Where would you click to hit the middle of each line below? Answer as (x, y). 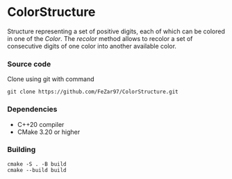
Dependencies (32, 110)
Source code (29, 64)
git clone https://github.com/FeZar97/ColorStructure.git (93, 92)
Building (22, 150)
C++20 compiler (41, 124)
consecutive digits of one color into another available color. (92, 46)
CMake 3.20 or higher (49, 132)
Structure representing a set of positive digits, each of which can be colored (116, 31)
